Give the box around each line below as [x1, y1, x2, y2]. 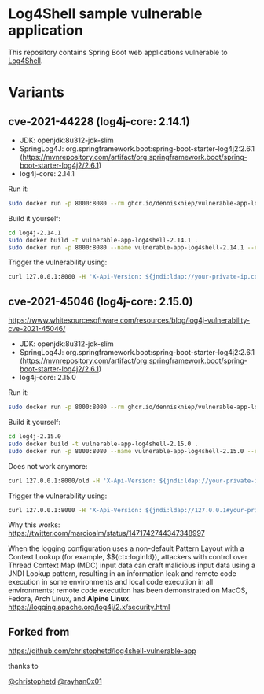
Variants [8, 83, 65, 102]
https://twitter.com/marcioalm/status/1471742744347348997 [8, 529, 206, 538]
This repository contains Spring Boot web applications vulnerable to [8, 47, 228, 57]
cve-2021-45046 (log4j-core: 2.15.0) [8, 294, 193, 308]
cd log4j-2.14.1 [8, 229, 61, 237]
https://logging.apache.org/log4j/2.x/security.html [8, 603, 170, 612]
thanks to [8, 662, 38, 671]
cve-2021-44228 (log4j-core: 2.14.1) [8, 115, 190, 128]
